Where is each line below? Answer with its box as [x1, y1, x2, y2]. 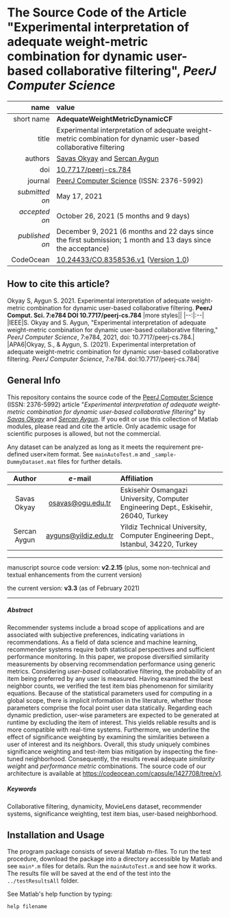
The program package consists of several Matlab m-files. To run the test [7, 848, 212, 856]
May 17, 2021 [56, 191, 103, 200]
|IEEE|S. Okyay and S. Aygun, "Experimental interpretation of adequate [7, 318, 207, 327]
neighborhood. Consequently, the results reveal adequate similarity [25, 754, 215, 763]
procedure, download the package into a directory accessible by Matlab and [7, 855, 222, 863]
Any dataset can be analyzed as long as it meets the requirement [7, 443, 190, 451]
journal [27, 176, 50, 185]
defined [7, 450, 29, 458]
